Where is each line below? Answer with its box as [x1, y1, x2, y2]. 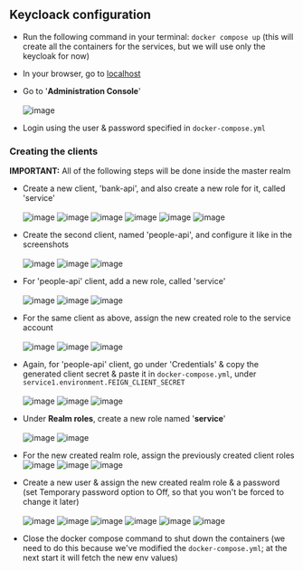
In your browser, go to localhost [22, 68, 141, 79]
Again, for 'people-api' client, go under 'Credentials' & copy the [22, 359, 260, 370]
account [22, 322, 54, 333]
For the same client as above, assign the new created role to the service [22, 312, 291, 324]
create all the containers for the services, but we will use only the [22, 41, 266, 52]
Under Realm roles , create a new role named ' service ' [22, 414, 226, 424]
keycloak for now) [22, 50, 90, 62]
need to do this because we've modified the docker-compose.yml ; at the [22, 543, 288, 554]
